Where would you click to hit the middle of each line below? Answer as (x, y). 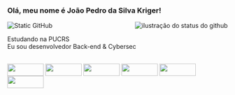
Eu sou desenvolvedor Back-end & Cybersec (72, 47)
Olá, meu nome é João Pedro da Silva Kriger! (84, 10)
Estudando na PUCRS (38, 39)
